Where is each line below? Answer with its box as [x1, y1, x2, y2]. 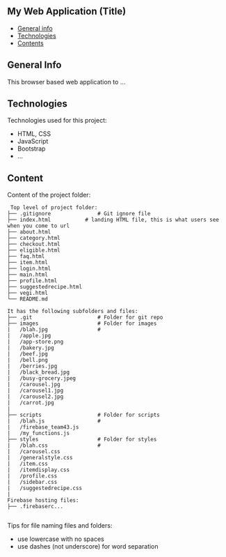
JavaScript [17, 137, 49, 146]
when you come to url [7, 222, 70, 229]
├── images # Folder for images [7, 320, 157, 327]
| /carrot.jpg [7, 399, 54, 406]
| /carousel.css [7, 448, 60, 455]
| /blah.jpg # [7, 326, 101, 333]
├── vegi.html [7, 289, 49, 297]
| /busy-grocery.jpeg [7, 375, 76, 382]
